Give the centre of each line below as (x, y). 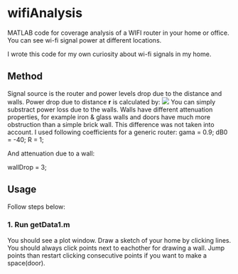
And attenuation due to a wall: (51, 153)
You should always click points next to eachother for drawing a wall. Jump (116, 248)
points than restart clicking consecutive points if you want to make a (107, 255)
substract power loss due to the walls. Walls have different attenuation (110, 109)
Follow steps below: (37, 207)
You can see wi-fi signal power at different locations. (85, 40)
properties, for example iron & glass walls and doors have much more (109, 117)
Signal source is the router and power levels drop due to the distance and (115, 93)
